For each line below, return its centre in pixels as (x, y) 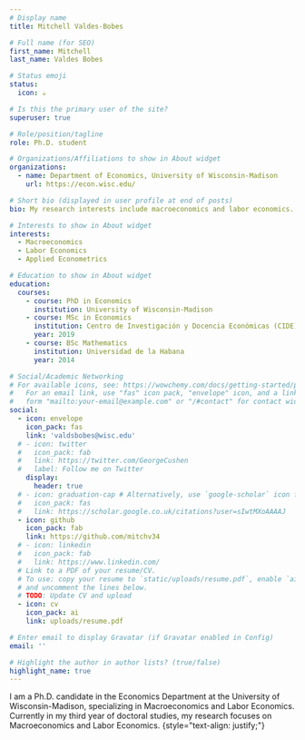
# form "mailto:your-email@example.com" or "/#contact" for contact (146, 402)
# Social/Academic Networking (67, 376)
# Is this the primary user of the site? (89, 109)
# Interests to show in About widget (81, 225)
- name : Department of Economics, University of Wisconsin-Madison (148, 176)
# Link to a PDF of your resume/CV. (87, 570)
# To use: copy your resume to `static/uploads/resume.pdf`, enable (150, 579)
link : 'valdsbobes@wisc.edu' (81, 435)
